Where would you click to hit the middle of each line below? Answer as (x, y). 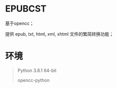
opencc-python (33, 80)
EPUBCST (26, 9)
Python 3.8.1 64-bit (37, 70)
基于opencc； (19, 23)
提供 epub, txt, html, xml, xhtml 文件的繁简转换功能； (59, 34)
